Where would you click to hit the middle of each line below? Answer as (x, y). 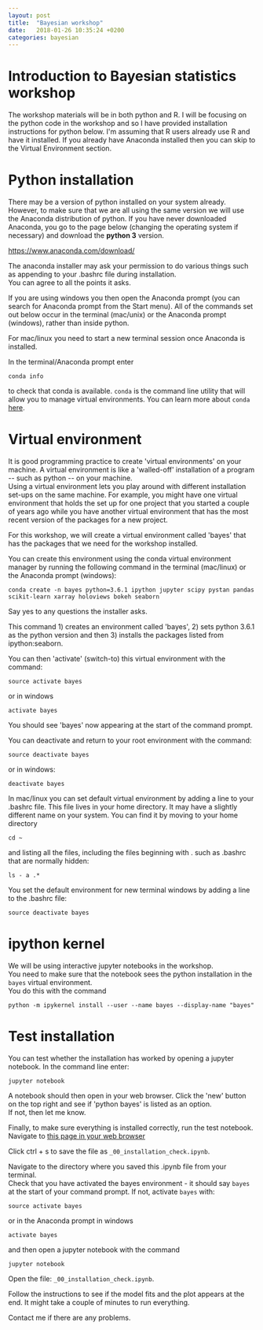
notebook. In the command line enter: (69, 1066)
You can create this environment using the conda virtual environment (120, 559)
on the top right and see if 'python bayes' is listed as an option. (110, 1104)
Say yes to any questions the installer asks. (78, 612)
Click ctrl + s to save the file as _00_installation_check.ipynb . (109, 1151)
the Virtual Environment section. (60, 148)
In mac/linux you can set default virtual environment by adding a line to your (131, 798)
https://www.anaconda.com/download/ (71, 251)
